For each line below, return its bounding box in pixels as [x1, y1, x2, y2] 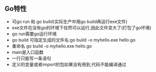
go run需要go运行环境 [11, 31, 57, 37]
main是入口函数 [11, 49, 44, 55]
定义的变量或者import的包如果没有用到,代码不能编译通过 [11, 61, 127, 67]
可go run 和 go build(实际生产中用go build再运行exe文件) [11, 19, 128, 24]
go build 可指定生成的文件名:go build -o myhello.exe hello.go [11, 37, 136, 43]
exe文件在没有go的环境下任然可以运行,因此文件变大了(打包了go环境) [11, 24, 152, 30]
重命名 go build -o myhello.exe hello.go [11, 43, 92, 49]
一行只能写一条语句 [11, 55, 52, 61]
